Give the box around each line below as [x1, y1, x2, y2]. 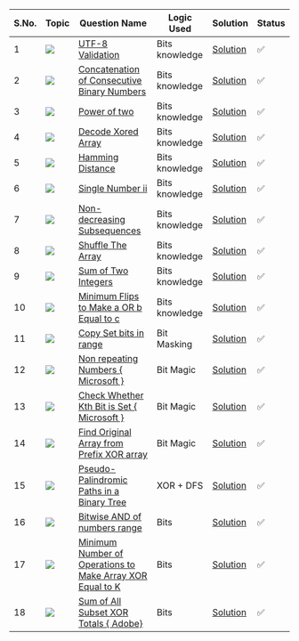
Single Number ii [78, 183, 148, 194]
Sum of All [78, 596, 122, 607]
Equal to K [78, 580, 121, 593]
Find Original [78, 426, 132, 438]
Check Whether [78, 389, 144, 402]
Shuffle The [78, 239, 127, 251]
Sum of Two [78, 264, 129, 277]
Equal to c [78, 312, 120, 324]
